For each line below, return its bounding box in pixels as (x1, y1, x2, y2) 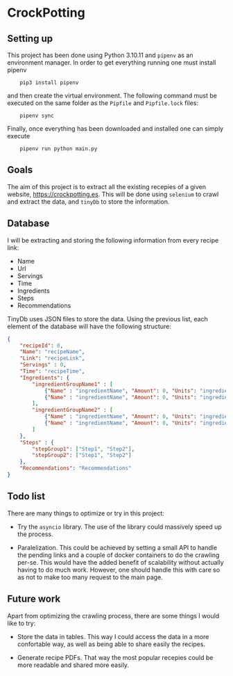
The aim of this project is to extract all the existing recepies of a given (7, 182, 207, 191)
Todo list (7, 490, 46, 502)
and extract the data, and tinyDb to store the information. (7, 197, 170, 206)
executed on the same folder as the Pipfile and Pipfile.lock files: (7, 99, 199, 107)
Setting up (7, 33, 53, 45)
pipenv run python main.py (19, 145, 98, 152)
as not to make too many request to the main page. (17, 572, 163, 581)
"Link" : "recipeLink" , (19, 355, 85, 362)
